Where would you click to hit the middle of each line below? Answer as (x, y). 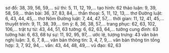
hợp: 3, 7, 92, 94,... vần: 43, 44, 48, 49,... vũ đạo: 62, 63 (63, 45)
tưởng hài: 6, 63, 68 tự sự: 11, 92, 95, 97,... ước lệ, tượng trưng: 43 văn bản (82, 35)
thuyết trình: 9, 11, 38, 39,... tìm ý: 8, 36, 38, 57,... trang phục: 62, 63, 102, (81, 24)
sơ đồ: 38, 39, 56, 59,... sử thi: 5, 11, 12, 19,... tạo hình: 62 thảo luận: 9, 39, (81, 8)
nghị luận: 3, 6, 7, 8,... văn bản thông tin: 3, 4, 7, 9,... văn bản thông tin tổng (83, 40)
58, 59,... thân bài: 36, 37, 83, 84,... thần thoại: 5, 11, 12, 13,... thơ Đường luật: (84, 13)
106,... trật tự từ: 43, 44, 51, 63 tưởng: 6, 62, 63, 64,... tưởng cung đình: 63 (82, 29)
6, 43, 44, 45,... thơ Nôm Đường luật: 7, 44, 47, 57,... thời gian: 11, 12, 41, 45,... (85, 18)
